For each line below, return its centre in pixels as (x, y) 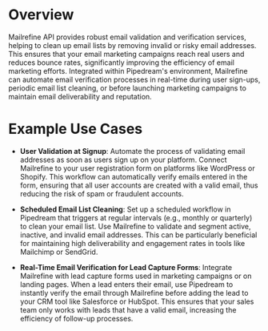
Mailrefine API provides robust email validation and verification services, (127, 37)
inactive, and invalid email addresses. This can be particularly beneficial (138, 235)
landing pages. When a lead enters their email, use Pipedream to (126, 284)
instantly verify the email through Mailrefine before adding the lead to (134, 293)
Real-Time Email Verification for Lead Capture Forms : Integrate (126, 267)
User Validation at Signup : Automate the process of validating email (132, 151)
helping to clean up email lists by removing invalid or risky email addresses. (132, 45)
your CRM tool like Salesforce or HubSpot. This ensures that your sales (137, 301)
